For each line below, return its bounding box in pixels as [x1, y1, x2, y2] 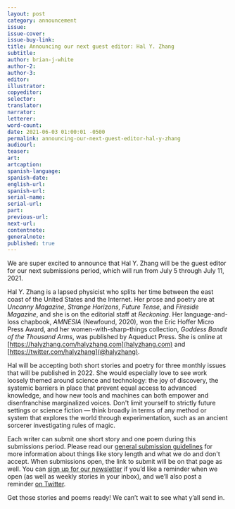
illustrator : [7, 82, 46, 90]
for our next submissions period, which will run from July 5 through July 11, [7, 266, 224, 275]
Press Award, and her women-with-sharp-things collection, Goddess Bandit [7, 325, 227, 333]
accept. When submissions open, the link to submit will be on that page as [7, 458, 223, 466]
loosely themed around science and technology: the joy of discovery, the [7, 376, 219, 385]
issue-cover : [7, 30, 46, 37]
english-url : [7, 180, 46, 188]
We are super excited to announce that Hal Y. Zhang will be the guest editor [7, 259, 227, 268]
